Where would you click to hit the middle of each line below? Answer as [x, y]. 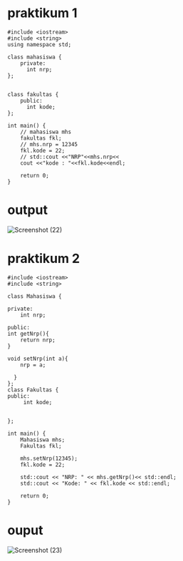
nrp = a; [33, 365]
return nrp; [38, 340]
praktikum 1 [42, 13]
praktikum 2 [44, 259]
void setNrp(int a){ [38, 359]
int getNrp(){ [28, 334]
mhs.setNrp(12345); [49, 458]
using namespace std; [40, 44]
